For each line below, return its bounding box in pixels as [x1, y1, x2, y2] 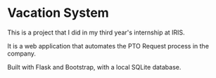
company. [7, 49, 37, 58]
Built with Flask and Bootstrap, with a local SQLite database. [7, 63, 182, 71]
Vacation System [7, 5, 109, 21]
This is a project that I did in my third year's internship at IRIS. [7, 28, 185, 37]
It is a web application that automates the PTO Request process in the [7, 41, 210, 50]
